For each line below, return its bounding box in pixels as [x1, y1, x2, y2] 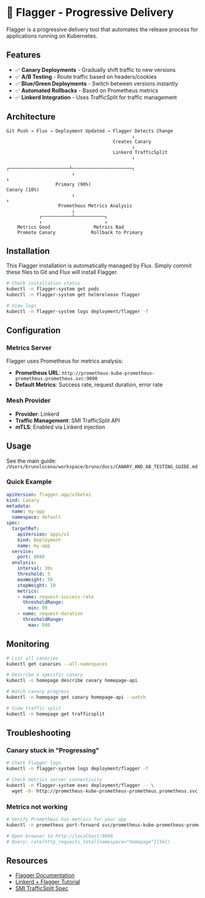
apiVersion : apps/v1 [17, 531, 70, 537]
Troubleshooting [6, 728, 71, 738]
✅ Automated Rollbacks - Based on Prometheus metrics [15, 87, 159, 94]
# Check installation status [6, 280, 81, 286]
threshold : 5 [17, 571, 51, 578]
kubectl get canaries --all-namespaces [6, 661, 108, 667]
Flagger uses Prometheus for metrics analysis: [6, 357, 123, 365]
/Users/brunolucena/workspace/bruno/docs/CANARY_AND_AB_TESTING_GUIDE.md [6, 463, 198, 469]
